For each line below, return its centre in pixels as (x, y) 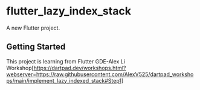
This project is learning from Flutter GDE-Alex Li (66, 61)
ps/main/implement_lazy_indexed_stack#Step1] (65, 80)
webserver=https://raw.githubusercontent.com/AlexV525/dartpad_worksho (100, 74)
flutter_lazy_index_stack (69, 11)
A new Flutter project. (33, 28)
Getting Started (36, 47)
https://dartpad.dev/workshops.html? (80, 68)
